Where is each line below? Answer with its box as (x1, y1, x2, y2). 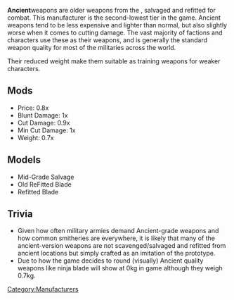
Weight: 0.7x (17, 133, 54, 142)
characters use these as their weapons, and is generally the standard (7, 36, 208, 44)
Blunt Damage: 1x (17, 111, 68, 119)
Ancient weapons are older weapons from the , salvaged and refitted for (7, 6, 216, 14)
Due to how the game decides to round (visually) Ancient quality (17, 256, 204, 265)
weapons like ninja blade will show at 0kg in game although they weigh (17, 264, 223, 273)
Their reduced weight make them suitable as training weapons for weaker (7, 57, 221, 65)
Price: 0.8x (17, 104, 49, 112)
